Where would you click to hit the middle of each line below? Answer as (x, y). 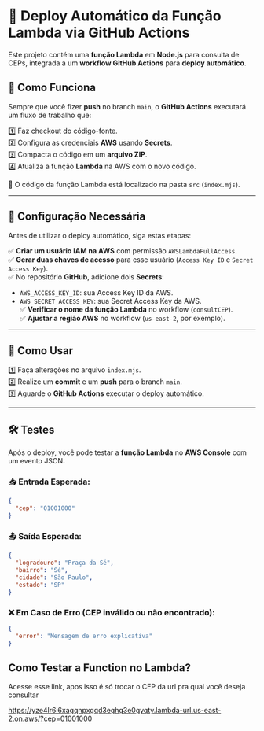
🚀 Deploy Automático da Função (115, 16)
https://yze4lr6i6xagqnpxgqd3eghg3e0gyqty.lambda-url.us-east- (115, 711)
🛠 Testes (31, 429)
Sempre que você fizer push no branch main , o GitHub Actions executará (127, 106)
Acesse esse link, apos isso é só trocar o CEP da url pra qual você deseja (127, 687)
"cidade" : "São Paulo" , (54, 578)
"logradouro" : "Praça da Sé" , (64, 563)
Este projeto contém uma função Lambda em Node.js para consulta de (124, 54)
